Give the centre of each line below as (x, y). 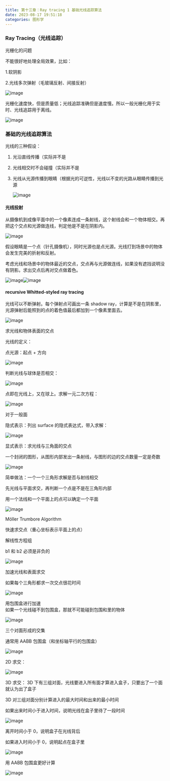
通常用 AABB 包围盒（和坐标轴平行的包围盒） (52, 641)
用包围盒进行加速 (23, 603)
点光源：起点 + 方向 (26, 353)
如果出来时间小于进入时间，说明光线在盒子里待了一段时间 (65, 711)
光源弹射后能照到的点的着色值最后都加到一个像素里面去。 (65, 310)
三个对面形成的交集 (25, 630)
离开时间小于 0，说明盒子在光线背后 (43, 731)
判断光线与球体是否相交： (32, 373)
